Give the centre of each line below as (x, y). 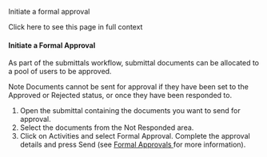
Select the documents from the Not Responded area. (107, 128)
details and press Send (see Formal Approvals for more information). (133, 145)
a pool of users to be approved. (60, 72)
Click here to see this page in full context (76, 27)
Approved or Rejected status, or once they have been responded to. (120, 96)
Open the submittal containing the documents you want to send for (130, 111)
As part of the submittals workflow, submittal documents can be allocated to (134, 63)
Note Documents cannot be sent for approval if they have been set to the (129, 87)
